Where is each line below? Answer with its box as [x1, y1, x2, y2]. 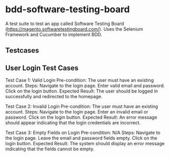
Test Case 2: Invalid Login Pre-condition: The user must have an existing [5, 103, 158, 109]
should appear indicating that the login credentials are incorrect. [5, 120, 141, 126]
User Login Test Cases [5, 63, 78, 72]
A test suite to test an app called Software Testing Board [5, 20, 124, 27]
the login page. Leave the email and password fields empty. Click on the [5, 135, 158, 141]
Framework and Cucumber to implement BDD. [5, 31, 102, 37]
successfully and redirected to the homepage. [5, 94, 103, 100]
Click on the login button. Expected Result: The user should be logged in [5, 88, 158, 94]
